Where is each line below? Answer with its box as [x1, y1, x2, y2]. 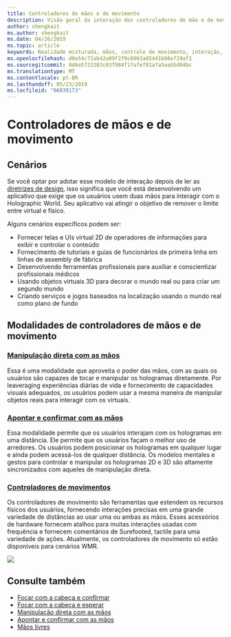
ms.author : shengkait [7, 29, 69, 37]
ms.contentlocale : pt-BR [7, 74, 78, 81]
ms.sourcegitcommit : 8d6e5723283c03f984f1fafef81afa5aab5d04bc [7, 61, 192, 68]
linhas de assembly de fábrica [16, 255, 102, 264]
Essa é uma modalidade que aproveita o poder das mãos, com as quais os [7, 366, 218, 375]
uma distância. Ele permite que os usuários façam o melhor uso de [7, 436, 196, 444]
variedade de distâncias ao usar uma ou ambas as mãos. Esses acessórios [7, 513, 219, 521]
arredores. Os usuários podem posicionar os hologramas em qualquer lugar [7, 443, 222, 452]
